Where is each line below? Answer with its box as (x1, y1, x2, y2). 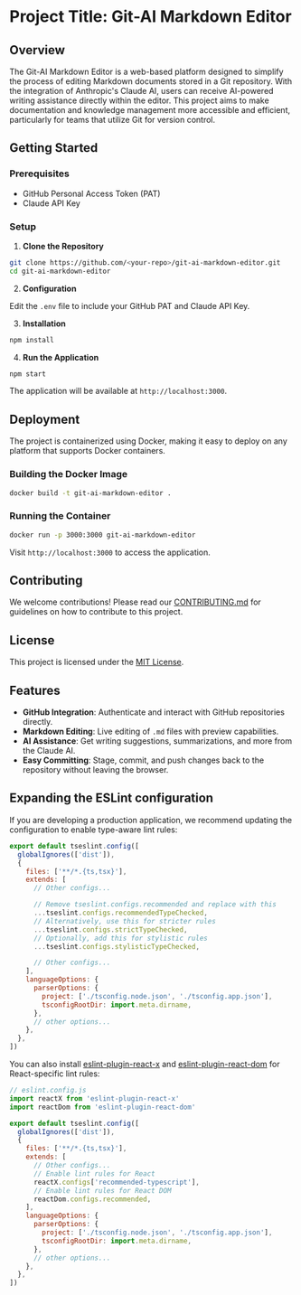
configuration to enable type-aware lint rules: (9, 824, 178, 835)
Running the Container (9, 510, 111, 522)
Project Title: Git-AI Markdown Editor (9, 6, 292, 27)
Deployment (9, 411, 80, 427)
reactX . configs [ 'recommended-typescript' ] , (33, 1178, 201, 1187)
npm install (9, 335, 54, 344)
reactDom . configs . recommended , (33, 1195, 152, 1204)
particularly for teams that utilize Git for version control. (9, 115, 216, 125)
